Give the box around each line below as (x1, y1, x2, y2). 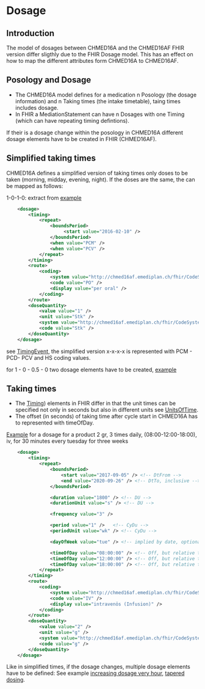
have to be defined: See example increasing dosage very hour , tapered (6, 669, 185, 677)
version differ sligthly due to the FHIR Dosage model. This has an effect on (6, 51, 193, 58)
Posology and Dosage (6, 75, 92, 86)
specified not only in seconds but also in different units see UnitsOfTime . (15, 406, 198, 414)
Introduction (6, 28, 55, 38)
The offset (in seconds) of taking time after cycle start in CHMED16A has (15, 413, 198, 420)
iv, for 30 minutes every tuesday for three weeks (6, 437, 129, 445)
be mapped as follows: (6, 182, 63, 189)
